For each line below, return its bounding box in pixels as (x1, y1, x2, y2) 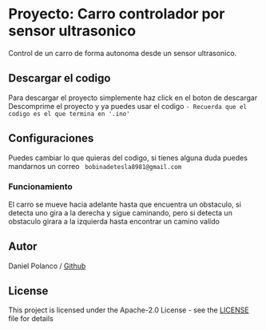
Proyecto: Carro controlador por (8, 5, 225, 23)
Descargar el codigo (8, 71, 111, 85)
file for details (8, 314, 54, 324)
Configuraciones (8, 131, 94, 145)
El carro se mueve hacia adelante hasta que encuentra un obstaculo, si (8, 199, 242, 209)
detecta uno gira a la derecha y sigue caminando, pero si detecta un (8, 207, 233, 217)
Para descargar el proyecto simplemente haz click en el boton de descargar (8, 93, 258, 103)
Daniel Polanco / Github (8, 261, 86, 271)
